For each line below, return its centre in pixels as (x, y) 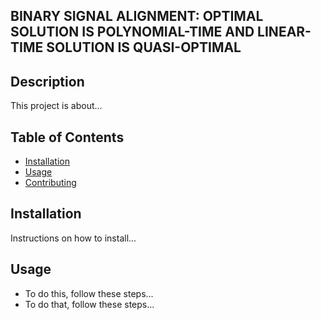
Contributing (50, 183)
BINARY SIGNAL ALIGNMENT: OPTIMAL (137, 16)
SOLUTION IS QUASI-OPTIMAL (144, 47)
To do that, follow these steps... (89, 304)
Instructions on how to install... (73, 238)
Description (47, 81)
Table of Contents (67, 137)
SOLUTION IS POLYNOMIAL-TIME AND (132, 32)
